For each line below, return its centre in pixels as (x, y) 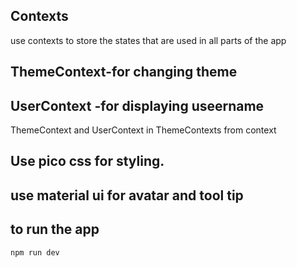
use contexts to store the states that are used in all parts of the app (148, 40)
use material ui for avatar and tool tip (127, 195)
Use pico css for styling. (87, 161)
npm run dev (35, 252)
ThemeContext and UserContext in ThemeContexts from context (143, 130)
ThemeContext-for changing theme (124, 72)
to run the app (55, 229)
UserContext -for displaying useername (137, 105)
